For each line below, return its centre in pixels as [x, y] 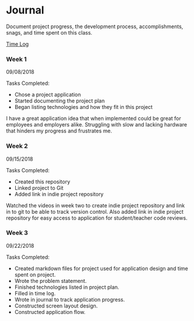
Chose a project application [48, 95]
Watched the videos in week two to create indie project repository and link [96, 205]
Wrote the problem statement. [51, 281]
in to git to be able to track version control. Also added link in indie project [95, 211]
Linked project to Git [39, 187]
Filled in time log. [35, 293]
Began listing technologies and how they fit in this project [84, 107]
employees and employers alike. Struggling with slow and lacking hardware [97, 125]
